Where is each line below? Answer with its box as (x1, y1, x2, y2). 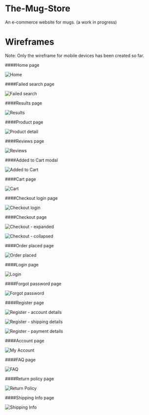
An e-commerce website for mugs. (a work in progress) (5, 19, 117, 25)
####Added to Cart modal (5, 157, 58, 163)
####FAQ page (5, 357, 36, 363)
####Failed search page (5, 81, 55, 87)
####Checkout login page (5, 195, 58, 201)
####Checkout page (5, 214, 47, 220)
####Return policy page (5, 376, 54, 382)
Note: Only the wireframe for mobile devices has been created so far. (5, 52, 144, 58)
